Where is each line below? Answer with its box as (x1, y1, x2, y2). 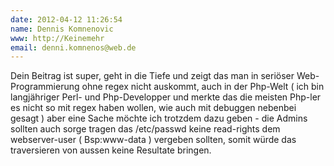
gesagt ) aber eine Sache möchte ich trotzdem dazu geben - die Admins (10, 112, 308, 125)
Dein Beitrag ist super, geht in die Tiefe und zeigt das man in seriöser (10, 70, 295, 82)
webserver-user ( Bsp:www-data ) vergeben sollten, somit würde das (10, 134, 297, 146)
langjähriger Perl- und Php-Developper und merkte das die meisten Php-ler (10, 91, 322, 103)
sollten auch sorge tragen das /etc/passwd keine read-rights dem (10, 123, 281, 135)
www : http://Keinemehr (10, 33, 105, 43)
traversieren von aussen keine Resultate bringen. (10, 144, 212, 156)
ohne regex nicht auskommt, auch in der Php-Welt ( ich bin (81, 81, 325, 93)
